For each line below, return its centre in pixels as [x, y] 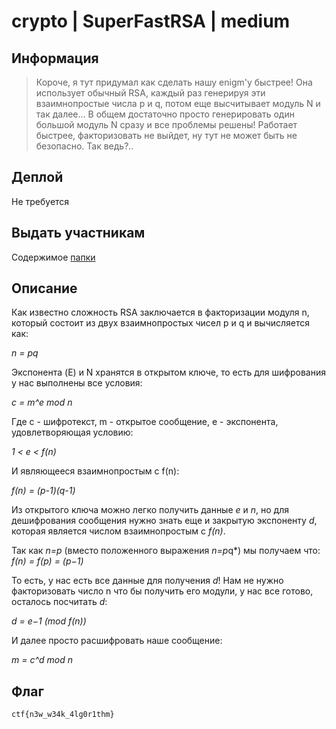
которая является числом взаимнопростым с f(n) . [118, 531]
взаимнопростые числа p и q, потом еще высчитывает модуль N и [178, 103]
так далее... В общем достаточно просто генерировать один [165, 114]
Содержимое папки [53, 257]
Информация [55, 58]
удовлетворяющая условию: [72, 432]
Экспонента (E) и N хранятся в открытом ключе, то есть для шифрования [168, 372]
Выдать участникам [78, 233]
